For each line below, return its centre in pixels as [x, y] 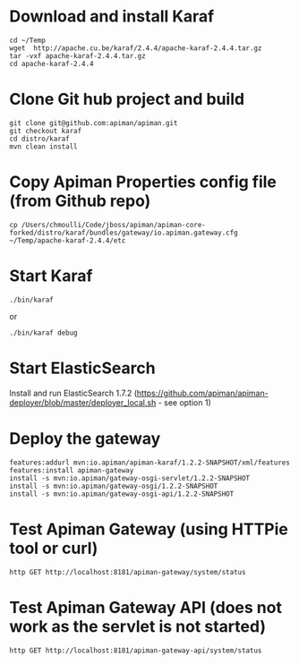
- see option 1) [185, 402]
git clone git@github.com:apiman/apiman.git [94, 123]
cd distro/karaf [39, 139]
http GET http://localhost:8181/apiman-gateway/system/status [128, 572]
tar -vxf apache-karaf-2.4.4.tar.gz [77, 55]
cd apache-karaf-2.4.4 [51, 64]
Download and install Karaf [112, 17]
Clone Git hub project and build [127, 99]
